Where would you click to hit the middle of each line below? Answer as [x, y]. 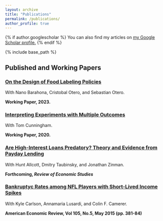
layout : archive [22, 10]
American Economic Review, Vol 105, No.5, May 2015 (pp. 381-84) [74, 213]
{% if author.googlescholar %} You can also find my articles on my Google [80, 37]
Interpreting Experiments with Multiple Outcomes [65, 115]
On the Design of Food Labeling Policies [53, 82]
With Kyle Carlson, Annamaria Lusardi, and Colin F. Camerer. [66, 204]
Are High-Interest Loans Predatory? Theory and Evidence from [81, 148]
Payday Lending [24, 154]
